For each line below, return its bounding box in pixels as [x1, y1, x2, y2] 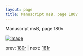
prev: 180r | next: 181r [5, 45, 50, 51]
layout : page [5, 7, 33, 12]
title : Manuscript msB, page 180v [5, 12, 78, 17]
